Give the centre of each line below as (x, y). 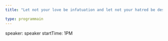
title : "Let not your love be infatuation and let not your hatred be (80, 10)
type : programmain (24, 19)
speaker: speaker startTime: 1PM (39, 33)
